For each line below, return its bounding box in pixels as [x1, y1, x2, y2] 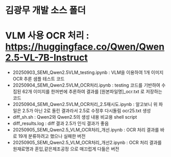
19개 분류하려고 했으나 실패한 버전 [18, 133, 86, 139]
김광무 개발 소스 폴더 [5, 5, 86, 16]
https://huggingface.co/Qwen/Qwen [5, 41, 165, 53]
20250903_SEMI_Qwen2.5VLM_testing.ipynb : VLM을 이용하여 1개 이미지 [12, 69, 164, 75]
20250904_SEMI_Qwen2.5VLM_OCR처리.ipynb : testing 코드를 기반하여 [12, 82, 161, 88]
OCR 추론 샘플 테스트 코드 [12, 76, 65, 82]
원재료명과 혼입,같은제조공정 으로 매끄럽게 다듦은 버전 [12, 146, 119, 152]
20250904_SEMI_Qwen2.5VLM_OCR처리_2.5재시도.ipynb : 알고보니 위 [12, 101, 158, 108]
